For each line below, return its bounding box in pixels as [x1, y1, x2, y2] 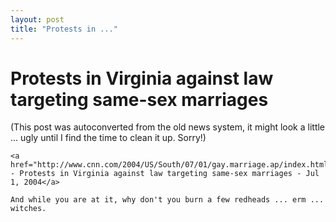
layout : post [10, 14, 65, 25]
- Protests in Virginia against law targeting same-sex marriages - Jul [10, 169, 320, 179]
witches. [10, 204, 47, 214]
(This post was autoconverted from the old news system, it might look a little [10, 121, 326, 133]
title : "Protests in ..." [10, 24, 118, 34]
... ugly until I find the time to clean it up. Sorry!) [10, 132, 207, 144]
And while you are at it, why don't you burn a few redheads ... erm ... [10, 195, 325, 205]
